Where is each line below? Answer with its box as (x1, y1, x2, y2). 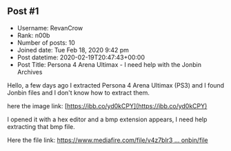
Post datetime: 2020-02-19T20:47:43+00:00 (17, 53, 145, 61)
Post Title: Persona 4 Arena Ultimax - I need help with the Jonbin (17, 60, 202, 68)
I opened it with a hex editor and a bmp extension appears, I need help (7, 115, 208, 123)
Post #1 (7, 6, 39, 17)
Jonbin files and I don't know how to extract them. (7, 88, 150, 97)
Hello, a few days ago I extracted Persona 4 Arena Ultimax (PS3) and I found (7, 81, 225, 89)
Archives (17, 68, 43, 76)
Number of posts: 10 (17, 38, 76, 47)
